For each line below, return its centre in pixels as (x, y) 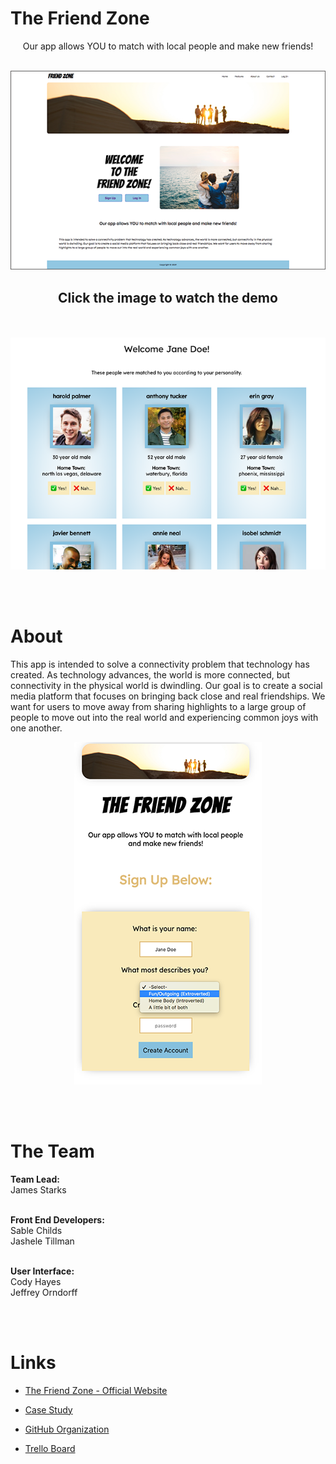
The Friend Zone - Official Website (96, 1390)
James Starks (38, 1189)
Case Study (48, 1409)
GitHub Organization (67, 1429)
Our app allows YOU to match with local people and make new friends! (168, 46)
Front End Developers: (57, 1219)
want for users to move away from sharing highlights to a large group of (158, 706)
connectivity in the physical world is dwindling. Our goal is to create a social (166, 685)
